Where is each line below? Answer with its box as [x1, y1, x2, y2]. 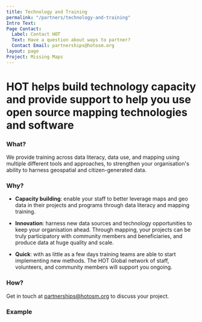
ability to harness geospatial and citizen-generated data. [6, 167, 147, 174]
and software [6, 118, 74, 132]
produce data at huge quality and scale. [14, 239, 115, 246]
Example [6, 308, 33, 316]
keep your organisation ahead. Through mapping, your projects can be [14, 226, 191, 233]
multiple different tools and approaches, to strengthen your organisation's [6, 160, 190, 167]
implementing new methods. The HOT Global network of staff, [14, 257, 169, 265]
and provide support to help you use [6, 92, 191, 106]
